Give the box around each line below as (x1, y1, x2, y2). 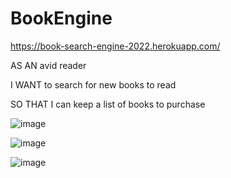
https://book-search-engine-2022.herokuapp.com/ (10, 40, 221, 52)
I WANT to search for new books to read (10, 78, 177, 91)
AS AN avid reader (10, 59, 87, 71)
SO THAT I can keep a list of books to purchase (10, 98, 206, 110)
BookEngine (10, 7, 113, 30)
